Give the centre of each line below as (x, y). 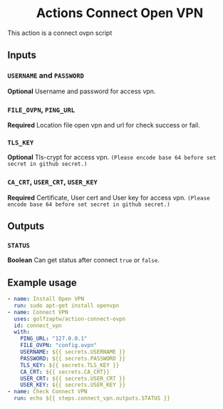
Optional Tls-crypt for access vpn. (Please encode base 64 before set (112, 157)
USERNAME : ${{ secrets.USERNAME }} (73, 352)
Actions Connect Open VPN (120, 13)
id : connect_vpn (38, 326)
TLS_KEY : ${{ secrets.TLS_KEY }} (70, 365)
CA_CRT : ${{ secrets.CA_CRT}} (65, 372)
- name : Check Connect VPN (47, 392)
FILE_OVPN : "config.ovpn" (59, 346)
